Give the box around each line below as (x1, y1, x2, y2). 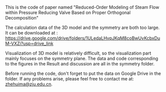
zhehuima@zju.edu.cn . (5, 81, 53, 87)
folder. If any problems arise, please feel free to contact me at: (5, 76, 134, 81)
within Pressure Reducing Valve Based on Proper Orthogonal (5, 9, 131, 15)
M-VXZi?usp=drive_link (5, 40, 54, 46)
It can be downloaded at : (5, 30, 58, 35)
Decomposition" (5, 15, 39, 20)
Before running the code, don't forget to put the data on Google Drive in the (5, 70, 161, 76)
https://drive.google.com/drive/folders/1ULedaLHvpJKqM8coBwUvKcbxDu (5, 35, 160, 41)
